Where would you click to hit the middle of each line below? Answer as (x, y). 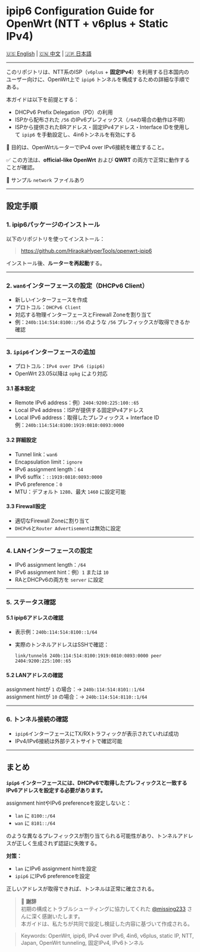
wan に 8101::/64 (35, 823)
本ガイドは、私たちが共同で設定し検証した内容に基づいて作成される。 (107, 923)
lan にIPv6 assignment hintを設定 (56, 868)
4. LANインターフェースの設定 (49, 551)
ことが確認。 (22, 167)
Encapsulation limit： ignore (49, 462)
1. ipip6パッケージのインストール (53, 225)
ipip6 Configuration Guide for (80, 11)
